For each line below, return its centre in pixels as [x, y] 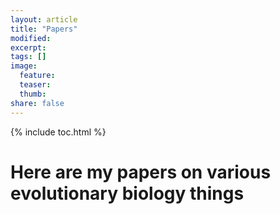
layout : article [44, 19]
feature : [37, 76]
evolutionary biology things [127, 193]
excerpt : [28, 47]
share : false [37, 103]
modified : [31, 38]
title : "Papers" [44, 29]
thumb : [33, 94]
